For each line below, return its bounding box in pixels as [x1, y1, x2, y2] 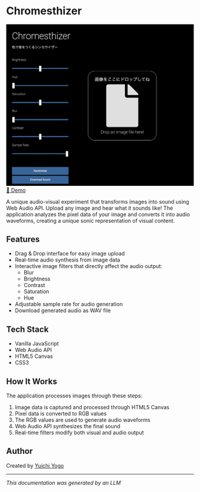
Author [6, 446, 33, 456]
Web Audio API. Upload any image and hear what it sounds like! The [6, 204, 173, 211]
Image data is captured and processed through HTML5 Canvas [14, 403, 170, 410]
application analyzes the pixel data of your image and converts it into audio [6, 210, 190, 218]
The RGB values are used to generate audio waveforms [14, 416, 151, 424]
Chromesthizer [6, 4, 82, 18]
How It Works [6, 376, 58, 387]
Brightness [23, 275, 51, 282]
